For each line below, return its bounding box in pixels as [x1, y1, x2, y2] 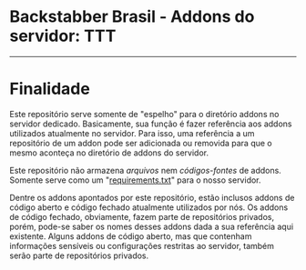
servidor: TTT [9, 25, 117, 46]
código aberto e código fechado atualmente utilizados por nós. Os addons [9, 202, 289, 213]
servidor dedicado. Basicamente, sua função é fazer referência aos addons [9, 118, 292, 129]
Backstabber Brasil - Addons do [9, 6, 255, 27]
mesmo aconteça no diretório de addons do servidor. [9, 147, 209, 158]
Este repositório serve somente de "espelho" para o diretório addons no [9, 108, 280, 119]
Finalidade [9, 79, 91, 99]
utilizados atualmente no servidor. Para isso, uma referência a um [9, 127, 255, 138]
